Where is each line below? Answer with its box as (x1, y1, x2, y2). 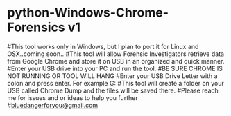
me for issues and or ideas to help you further (7, 93, 138, 101)
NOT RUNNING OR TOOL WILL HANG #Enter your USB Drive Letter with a (7, 71, 218, 80)
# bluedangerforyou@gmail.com (7, 101, 99, 109)
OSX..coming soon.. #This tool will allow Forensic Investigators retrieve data (7, 50, 224, 58)
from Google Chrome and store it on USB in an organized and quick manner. (7, 57, 225, 65)
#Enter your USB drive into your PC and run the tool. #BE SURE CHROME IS (7, 64, 223, 72)
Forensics (7, 19, 66, 35)
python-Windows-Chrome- (7, 5, 169, 21)
